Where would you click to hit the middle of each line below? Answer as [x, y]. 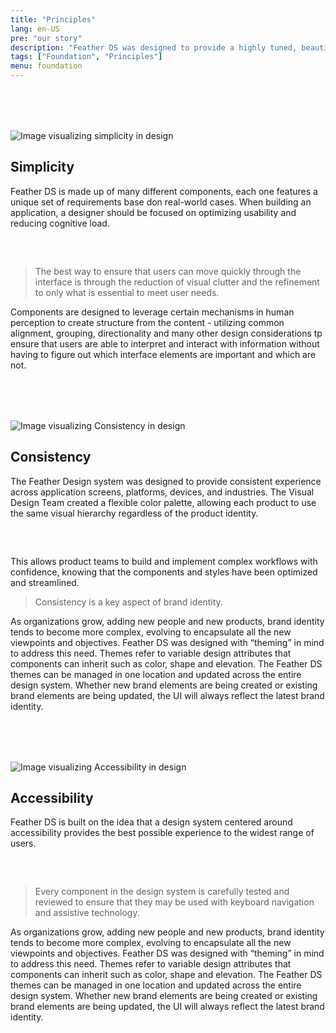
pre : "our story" [46, 38]
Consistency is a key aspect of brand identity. [128, 602]
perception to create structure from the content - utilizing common [147, 322]
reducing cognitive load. [60, 223]
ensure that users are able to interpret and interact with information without [165, 343]
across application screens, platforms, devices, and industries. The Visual [162, 492]
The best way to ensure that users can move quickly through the [168, 271]
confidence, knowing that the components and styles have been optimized [164, 572]
